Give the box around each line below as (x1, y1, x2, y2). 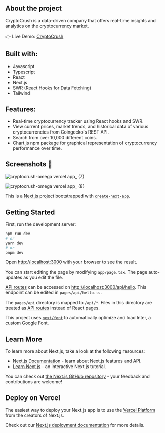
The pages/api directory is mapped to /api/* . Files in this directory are (5, 299, 152, 306)
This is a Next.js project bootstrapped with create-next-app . (5, 193, 131, 199)
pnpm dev (5, 250, 24, 255)
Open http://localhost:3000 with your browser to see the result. (5, 259, 138, 265)
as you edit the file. (23, 274, 63, 281)
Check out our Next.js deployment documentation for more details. (5, 422, 145, 428)
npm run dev (5, 231, 30, 237)
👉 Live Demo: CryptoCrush (5, 33, 64, 39)
